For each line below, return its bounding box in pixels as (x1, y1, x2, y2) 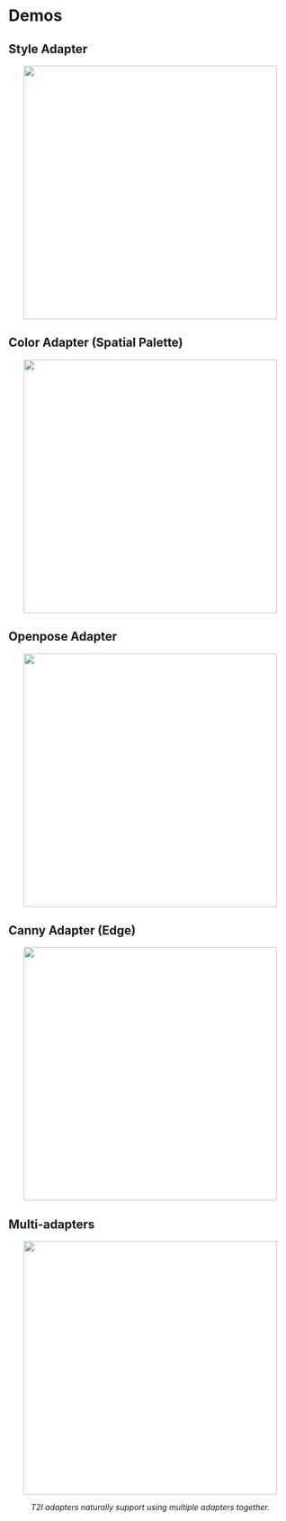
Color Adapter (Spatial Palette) (8, 335, 183, 351)
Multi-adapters (8, 1216, 95, 1232)
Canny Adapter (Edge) (8, 923, 137, 938)
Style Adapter (8, 41, 88, 57)
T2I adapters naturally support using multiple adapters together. (30, 1502, 271, 1513)
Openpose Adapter (8, 629, 118, 644)
